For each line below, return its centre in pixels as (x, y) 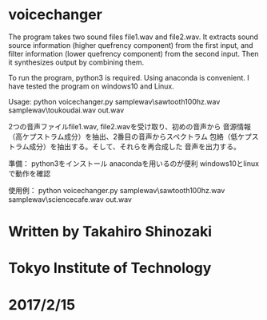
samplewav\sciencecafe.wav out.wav (70, 199)
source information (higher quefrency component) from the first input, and (131, 45)
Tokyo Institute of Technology (110, 268)
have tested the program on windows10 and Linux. (91, 86)
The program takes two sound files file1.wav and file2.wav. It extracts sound (133, 37)
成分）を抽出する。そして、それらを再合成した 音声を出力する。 (135, 146)
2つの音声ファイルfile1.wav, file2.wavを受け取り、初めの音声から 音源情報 (130, 126)
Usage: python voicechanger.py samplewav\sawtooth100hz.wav (114, 101)
